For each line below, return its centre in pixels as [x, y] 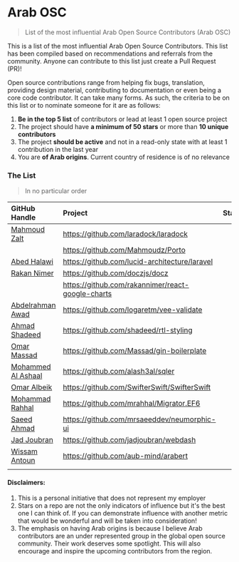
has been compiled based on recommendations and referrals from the [110, 53]
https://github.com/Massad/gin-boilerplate [135, 351]
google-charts [87, 294]
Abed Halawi [32, 262]
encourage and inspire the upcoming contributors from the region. [115, 551]
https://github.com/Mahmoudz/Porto [124, 250]
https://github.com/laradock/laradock [126, 234]
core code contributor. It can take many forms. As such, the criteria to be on [118, 98]
